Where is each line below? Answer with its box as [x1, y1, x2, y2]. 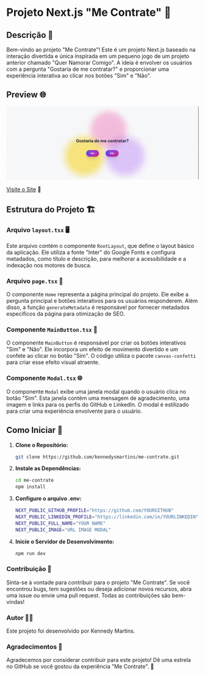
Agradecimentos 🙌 [6, 642, 63, 651]
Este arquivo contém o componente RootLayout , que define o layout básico [6, 242, 195, 249]
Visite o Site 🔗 [6, 186, 41, 193]
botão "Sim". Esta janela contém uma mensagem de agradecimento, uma [6, 394, 190, 402]
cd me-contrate [15, 478, 54, 484]
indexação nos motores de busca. [6, 261, 92, 269]
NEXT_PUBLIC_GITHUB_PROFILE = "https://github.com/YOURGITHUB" [15, 507, 174, 514]
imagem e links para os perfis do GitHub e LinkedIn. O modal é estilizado [6, 401, 189, 408]
